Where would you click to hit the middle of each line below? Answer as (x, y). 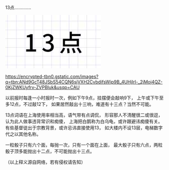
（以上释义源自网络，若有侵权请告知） (45, 162)
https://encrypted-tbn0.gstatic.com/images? (52, 76)
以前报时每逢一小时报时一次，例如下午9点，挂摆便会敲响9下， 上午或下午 (82, 98)
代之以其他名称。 (23, 134)
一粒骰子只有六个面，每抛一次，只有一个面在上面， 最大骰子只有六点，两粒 (84, 145)
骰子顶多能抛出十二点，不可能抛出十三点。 (50, 151)
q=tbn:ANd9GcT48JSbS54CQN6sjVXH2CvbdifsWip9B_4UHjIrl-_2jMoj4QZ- (84, 82)
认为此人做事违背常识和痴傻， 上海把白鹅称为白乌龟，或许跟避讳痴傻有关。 (84, 121)
